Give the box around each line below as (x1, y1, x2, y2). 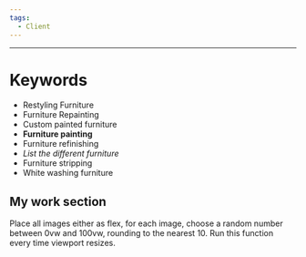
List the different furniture (22, 148, 119, 159)
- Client (17, 22, 51, 31)
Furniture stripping (22, 158, 93, 169)
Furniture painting (22, 128, 93, 139)
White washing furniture (22, 168, 114, 179)
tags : (9, 13, 30, 23)
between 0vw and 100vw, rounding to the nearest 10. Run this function (9, 228, 274, 239)
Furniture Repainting (22, 109, 100, 120)
